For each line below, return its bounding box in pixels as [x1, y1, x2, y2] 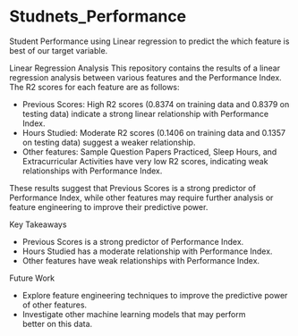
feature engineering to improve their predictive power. [9, 201, 209, 212]
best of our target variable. [9, 45, 108, 55]
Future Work [9, 273, 55, 283]
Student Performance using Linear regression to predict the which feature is [9, 36, 290, 46]
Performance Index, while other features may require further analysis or [9, 192, 274, 203]
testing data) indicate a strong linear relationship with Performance [21, 108, 269, 119]
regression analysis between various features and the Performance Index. [9, 71, 282, 82]
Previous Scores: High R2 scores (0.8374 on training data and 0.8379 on [21, 98, 290, 109]
